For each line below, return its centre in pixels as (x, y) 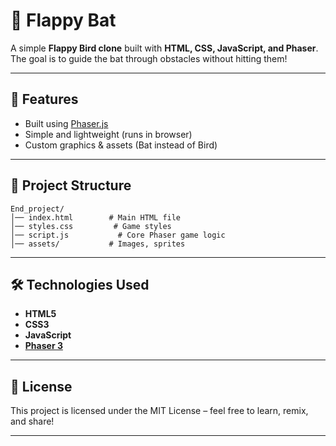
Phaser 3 (43, 346)
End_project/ (37, 209)
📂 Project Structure (71, 185)
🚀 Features (44, 99)
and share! (32, 421)
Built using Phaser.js (66, 123)
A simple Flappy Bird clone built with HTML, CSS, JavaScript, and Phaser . (164, 48)
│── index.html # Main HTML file (96, 217)
